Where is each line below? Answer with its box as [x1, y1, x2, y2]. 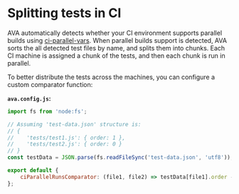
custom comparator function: [7, 80, 93, 88]
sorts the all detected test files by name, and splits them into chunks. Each [7, 44, 225, 52]
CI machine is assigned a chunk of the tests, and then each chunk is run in [7, 51, 225, 60]
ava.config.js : [7, 94, 51, 103]
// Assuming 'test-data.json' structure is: [7, 121, 142, 128]
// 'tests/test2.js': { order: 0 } [7, 141, 122, 148]
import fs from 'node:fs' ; [7, 108, 87, 115]
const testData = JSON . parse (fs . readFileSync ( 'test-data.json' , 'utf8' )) [7, 154, 231, 161]
